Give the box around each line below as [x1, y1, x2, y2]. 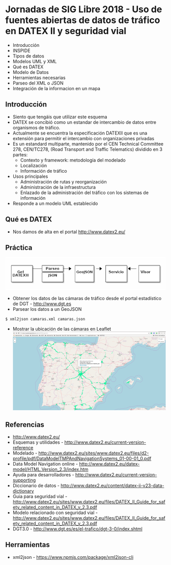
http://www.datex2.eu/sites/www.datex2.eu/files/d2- [38, 450, 149, 456]
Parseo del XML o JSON [12, 80, 64, 86]
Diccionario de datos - [12, 482, 60, 489]
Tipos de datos [12, 52, 44, 59]
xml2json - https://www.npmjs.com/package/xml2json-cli [12, 554, 134, 560]
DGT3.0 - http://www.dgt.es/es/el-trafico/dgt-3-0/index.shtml [12, 526, 142, 532]
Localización [20, 162, 47, 169]
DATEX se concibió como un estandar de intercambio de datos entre [12, 119, 157, 125]
